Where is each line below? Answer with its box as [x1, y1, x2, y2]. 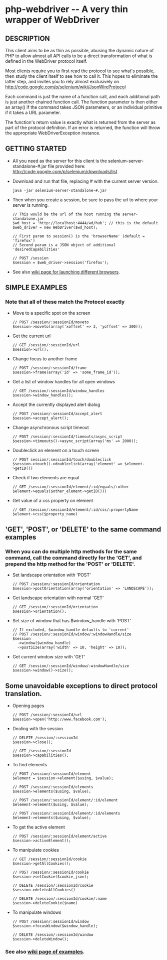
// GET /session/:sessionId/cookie [12, 857, 87, 862]
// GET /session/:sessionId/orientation [12, 605, 98, 610]
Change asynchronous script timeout [12, 424, 89, 430]
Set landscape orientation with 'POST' [12, 572, 91, 578]
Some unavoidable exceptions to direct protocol [5, 681, 158, 690]
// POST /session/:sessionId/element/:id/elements [12, 811, 120, 816]
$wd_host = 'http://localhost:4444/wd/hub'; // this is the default [12, 220, 158, 225]
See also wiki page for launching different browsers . [12, 268, 120, 275]
